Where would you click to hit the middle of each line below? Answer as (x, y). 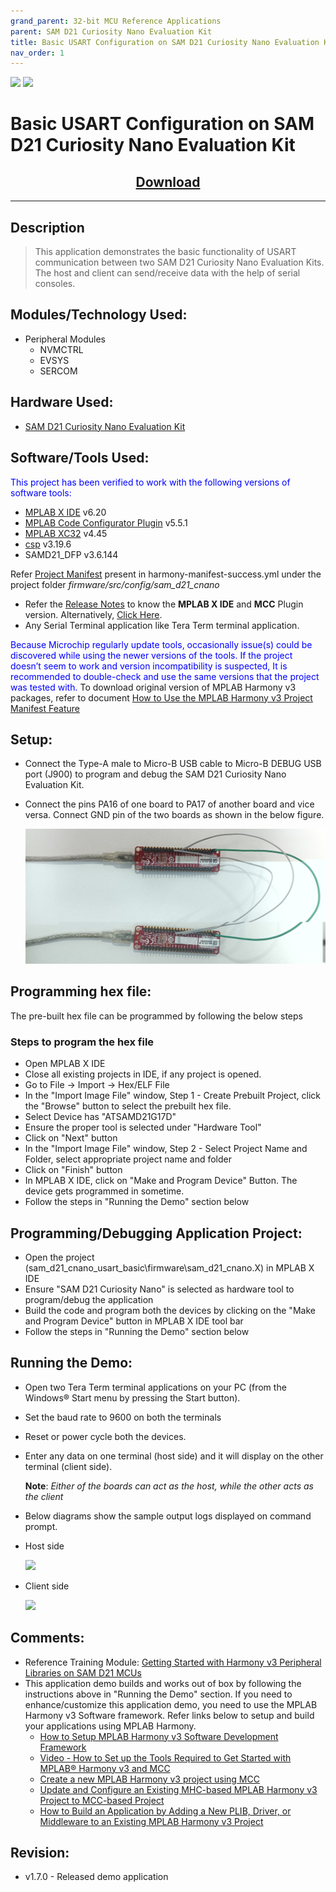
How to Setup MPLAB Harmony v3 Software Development (159, 1736)
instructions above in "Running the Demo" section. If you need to (158, 1694)
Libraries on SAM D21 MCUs (83, 1672)
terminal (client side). (68, 1466)
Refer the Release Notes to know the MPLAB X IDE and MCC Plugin (164, 604)
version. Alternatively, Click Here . (93, 614)
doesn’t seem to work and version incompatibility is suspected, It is (149, 666)
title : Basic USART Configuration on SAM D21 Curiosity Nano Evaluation (165, 42)
